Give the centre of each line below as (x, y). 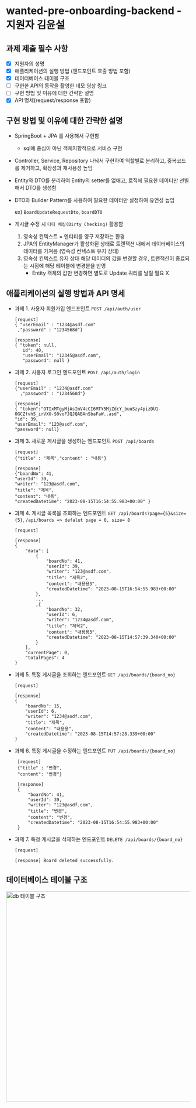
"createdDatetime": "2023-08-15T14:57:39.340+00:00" (111, 637)
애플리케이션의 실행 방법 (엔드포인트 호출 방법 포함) (72, 71)
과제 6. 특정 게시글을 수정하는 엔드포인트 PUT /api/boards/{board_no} (95, 750)
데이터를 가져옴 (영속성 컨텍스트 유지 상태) (71, 251)
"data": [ (37, 551)
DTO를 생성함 (41, 188)
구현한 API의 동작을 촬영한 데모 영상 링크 (60, 86)
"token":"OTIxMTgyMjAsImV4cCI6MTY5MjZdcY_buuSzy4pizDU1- (91, 409)
